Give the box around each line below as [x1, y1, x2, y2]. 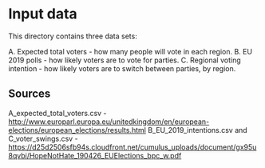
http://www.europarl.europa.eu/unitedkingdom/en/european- [8, 117, 210, 126]
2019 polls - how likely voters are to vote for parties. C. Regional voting [8, 55, 241, 65]
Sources [8, 87, 51, 101]
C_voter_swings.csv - [8, 134, 78, 143]
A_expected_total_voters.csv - [8, 108, 107, 118]
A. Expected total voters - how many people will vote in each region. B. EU [8, 46, 253, 56]
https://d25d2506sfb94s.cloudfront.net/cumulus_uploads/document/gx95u [8, 142, 257, 152]
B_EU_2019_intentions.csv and [147, 125, 247, 134]
